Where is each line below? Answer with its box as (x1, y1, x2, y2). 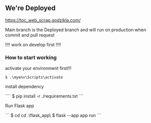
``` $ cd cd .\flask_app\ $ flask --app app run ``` (5, 113, 101, 119)
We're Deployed (5, 4, 56, 12)
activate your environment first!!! (5, 65, 72, 71)
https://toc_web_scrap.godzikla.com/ (5, 17, 81, 23)
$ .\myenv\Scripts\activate (5, 75, 63, 80)
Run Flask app (5, 103, 35, 109)
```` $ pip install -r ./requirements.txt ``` (5, 93, 84, 99)
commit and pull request (5, 32, 55, 38)
